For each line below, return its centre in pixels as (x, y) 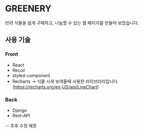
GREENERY (28, 9)
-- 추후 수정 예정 (21, 126)
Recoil (18, 70)
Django (19, 110)
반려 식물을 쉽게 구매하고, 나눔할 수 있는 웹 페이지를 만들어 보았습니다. (72, 23)
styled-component (31, 75)
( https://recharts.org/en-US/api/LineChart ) (55, 87)
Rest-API (21, 115)
